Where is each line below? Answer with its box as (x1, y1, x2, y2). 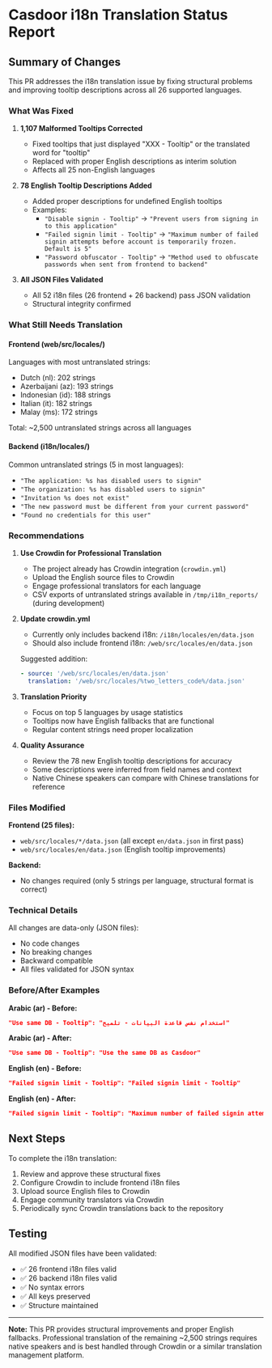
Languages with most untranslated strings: (8, 358, 151, 367)
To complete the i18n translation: (8, 1153, 117, 1163)
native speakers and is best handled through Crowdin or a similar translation (8, 1341, 262, 1351)
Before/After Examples (8, 985, 100, 996)
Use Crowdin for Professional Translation (19, 548, 162, 557)
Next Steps (8, 1132, 66, 1146)
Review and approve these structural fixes (19, 1169, 161, 1179)
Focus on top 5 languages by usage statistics (32, 707, 184, 717)
